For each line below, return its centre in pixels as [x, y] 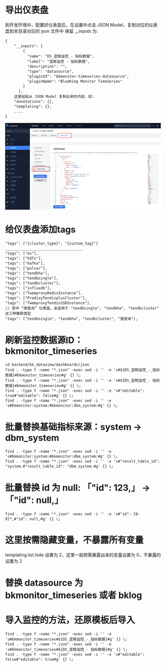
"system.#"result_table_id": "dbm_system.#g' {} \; [59, 467]
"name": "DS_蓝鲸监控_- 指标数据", [61, 56]
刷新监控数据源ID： [44, 340]
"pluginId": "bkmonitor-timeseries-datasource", [78, 76]
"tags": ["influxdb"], [28, 288]
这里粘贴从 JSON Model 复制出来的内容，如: [54, 96]
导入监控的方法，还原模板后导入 [70, 620]
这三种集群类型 [18, 314]
